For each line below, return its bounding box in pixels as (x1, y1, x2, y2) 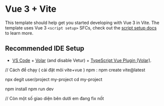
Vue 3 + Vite (5, 3, 57, 15)
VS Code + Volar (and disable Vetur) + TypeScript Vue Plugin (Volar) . (12, 57, 152, 63)
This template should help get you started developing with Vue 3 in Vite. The (5, 20, 160, 26)
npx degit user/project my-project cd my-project (5, 76, 103, 82)
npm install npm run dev (5, 86, 54, 92)
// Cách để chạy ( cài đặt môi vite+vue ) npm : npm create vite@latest (5, 67, 145, 73)
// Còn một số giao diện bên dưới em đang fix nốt (5, 95, 104, 101)
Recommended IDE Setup (5, 44, 85, 53)
